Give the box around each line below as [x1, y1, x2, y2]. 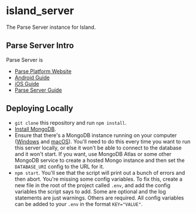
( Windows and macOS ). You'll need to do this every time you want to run [14, 138, 191, 145]
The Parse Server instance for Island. [6, 24, 96, 31]
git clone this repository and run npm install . [14, 119, 127, 126]
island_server [6, 4, 75, 18]
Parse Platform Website [14, 68, 72, 75]
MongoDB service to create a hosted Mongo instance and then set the [14, 157, 185, 164]
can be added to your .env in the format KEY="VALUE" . [14, 200, 143, 207]
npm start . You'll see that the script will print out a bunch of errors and [14, 169, 185, 176]
